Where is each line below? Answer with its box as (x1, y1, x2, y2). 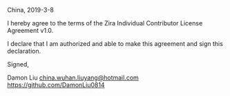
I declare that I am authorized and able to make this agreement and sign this (7, 40, 223, 47)
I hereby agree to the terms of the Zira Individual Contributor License (7, 19, 203, 27)
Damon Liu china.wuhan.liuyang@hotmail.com (7, 73, 140, 82)
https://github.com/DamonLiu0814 (7, 81, 105, 88)
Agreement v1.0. (7, 27, 54, 34)
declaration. (7, 47, 41, 55)
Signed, (7, 60, 29, 68)
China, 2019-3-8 (7, 6, 54, 14)
